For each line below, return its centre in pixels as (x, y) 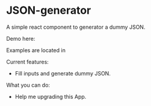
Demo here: (21, 38)
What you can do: (28, 85)
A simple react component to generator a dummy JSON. (76, 27)
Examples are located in (36, 50)
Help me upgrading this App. (51, 96)
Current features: (28, 62)
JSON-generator (49, 10)
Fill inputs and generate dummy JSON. (63, 73)
